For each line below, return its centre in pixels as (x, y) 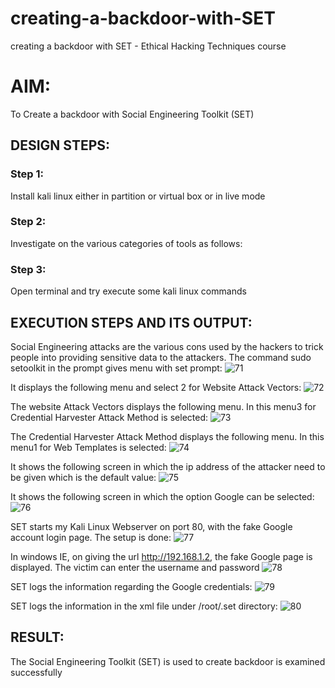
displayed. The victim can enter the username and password (135, 567)
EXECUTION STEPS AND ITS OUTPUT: (131, 322)
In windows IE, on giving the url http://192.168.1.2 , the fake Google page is (161, 556)
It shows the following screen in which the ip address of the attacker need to (168, 466)
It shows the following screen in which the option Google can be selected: (162, 496)
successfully (36, 672)
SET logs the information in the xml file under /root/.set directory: (144, 606)
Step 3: (28, 269)
